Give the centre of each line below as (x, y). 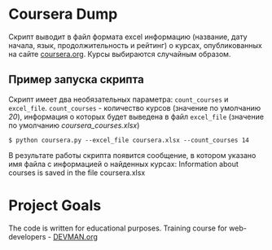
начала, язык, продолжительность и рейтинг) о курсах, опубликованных (135, 45)
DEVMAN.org (75, 236)
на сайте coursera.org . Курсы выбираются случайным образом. (120, 54)
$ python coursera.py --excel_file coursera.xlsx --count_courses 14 (129, 140)
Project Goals (55, 205)
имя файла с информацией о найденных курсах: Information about (123, 164)
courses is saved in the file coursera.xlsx (77, 173)
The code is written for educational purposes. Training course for (118, 228)
